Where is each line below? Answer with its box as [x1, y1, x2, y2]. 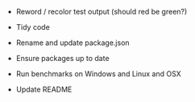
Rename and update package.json [15, 38, 131, 47]
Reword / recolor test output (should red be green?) [15, 7, 188, 16]
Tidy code [15, 22, 50, 31]
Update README [15, 84, 73, 94]
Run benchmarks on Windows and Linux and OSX [15, 69, 181, 79]
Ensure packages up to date [15, 54, 110, 63]
